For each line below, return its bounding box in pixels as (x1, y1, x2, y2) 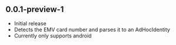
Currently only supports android (14, 32, 92, 39)
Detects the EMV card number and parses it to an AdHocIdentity (14, 26, 170, 33)
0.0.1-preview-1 (5, 5, 64, 14)
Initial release (14, 20, 47, 27)
